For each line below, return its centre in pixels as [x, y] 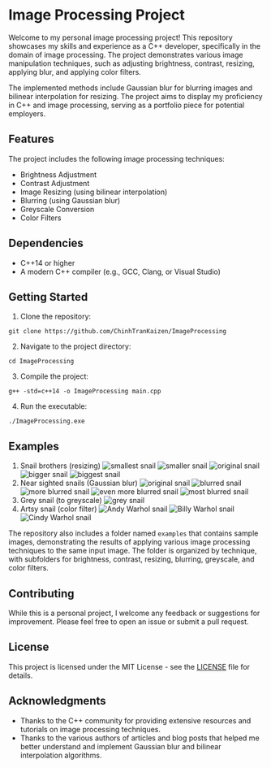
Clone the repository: [56, 317]
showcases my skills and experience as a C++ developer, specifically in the [135, 46]
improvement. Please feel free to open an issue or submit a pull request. [129, 622]
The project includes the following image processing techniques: [116, 158]
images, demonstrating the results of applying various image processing [129, 542]
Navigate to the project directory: [75, 346]
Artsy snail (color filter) [58, 509]
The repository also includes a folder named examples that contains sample [133, 533]
